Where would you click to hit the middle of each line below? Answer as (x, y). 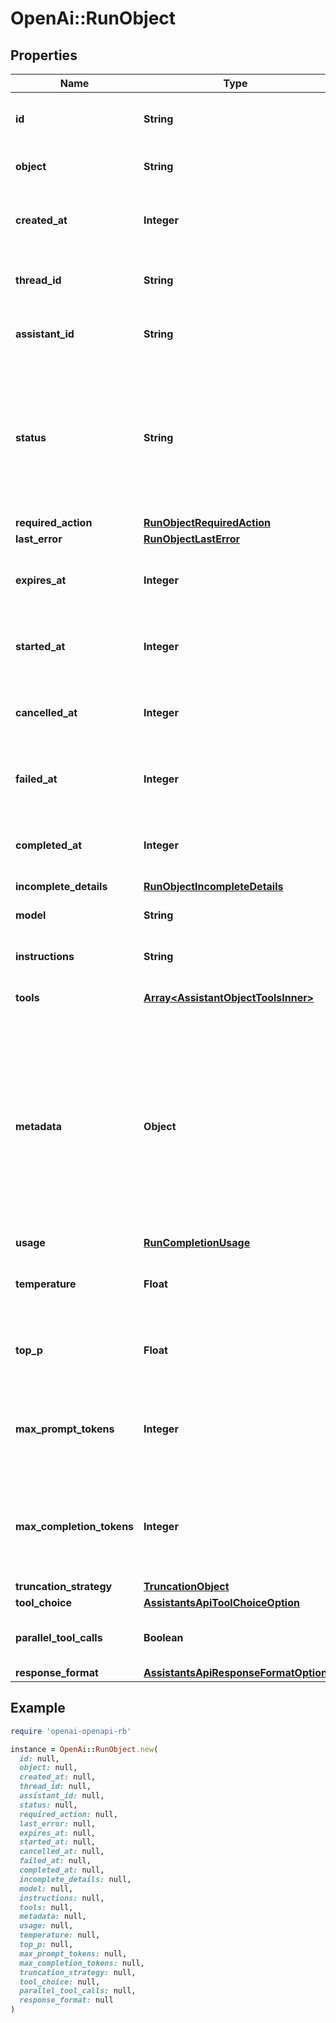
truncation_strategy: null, (78, 1972)
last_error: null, (58, 1823)
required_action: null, (68, 1814)
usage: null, (46, 1926)
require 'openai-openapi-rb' (71, 1731)
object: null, (48, 1768)
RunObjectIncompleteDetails (213, 886)
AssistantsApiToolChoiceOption (221, 1602)
